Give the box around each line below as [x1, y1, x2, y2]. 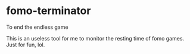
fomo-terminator [6, 4, 91, 18]
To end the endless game [6, 23, 68, 31]
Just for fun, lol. [6, 41, 45, 48]
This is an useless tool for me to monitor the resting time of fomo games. [6, 35, 185, 42]
